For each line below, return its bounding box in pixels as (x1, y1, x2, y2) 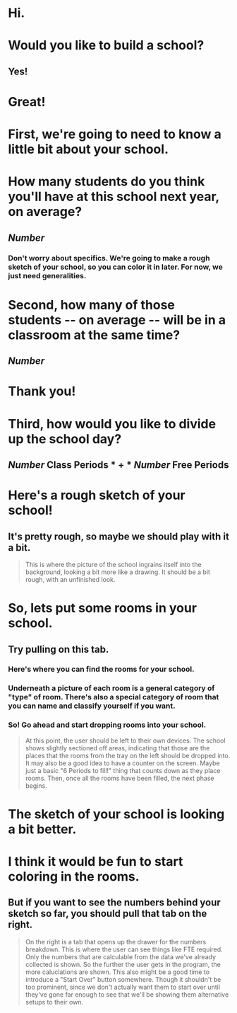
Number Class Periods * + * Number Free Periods (8, 459, 229, 471)
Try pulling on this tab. (8, 643, 109, 656)
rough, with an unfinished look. (25, 575, 116, 583)
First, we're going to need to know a (8, 126, 221, 142)
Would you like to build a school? (8, 38, 205, 54)
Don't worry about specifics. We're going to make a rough (8, 253, 210, 263)
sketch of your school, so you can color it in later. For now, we (8, 262, 223, 272)
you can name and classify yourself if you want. (8, 701, 176, 711)
